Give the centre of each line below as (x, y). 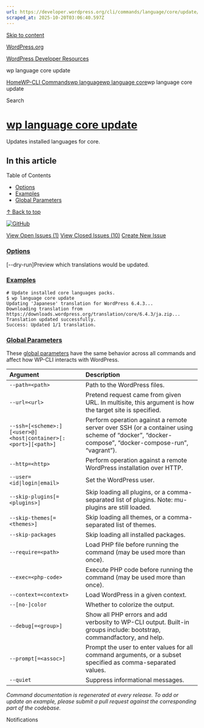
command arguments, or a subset (133, 655)
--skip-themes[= (33, 518)
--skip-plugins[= (34, 497)
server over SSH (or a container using (139, 428)
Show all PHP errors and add (126, 615)
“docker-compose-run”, (153, 443)
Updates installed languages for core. (53, 142)
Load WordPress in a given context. (136, 595)
